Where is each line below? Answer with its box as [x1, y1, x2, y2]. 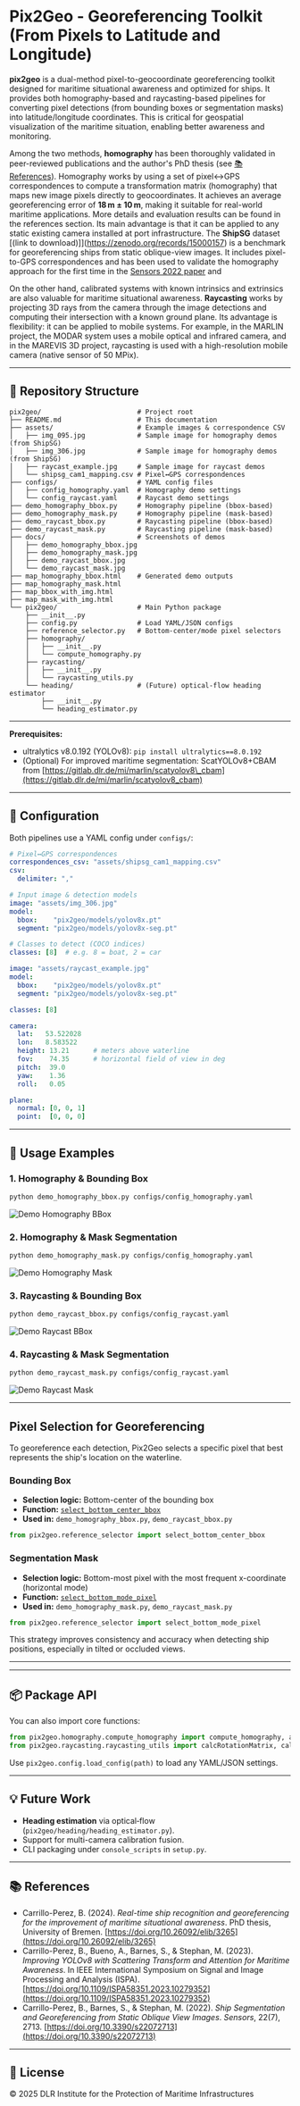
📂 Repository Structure [9, 384, 139, 399]
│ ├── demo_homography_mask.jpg [9, 547, 138, 557]
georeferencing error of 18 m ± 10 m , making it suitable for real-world [9, 199, 263, 210]
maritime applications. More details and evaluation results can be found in [9, 208, 281, 220]
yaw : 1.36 [17, 1071, 66, 1080]
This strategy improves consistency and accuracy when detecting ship [9, 1634, 270, 1645]
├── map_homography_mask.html [9, 579, 122, 589]
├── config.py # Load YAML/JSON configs [25, 618, 234, 627]
